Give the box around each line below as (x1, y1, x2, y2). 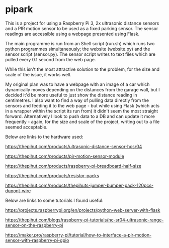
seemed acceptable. (5, 124, 48, 130)
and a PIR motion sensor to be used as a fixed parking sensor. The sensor (5, 25, 158, 31)
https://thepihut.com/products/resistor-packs (5, 172, 100, 179)
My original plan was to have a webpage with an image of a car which (5, 81, 150, 87)
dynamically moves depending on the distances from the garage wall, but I (5, 86, 160, 92)
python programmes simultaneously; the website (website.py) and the (5, 46, 150, 52)
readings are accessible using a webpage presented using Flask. (5, 31, 140, 37)
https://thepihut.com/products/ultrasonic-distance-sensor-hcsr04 (5, 143, 142, 149)
